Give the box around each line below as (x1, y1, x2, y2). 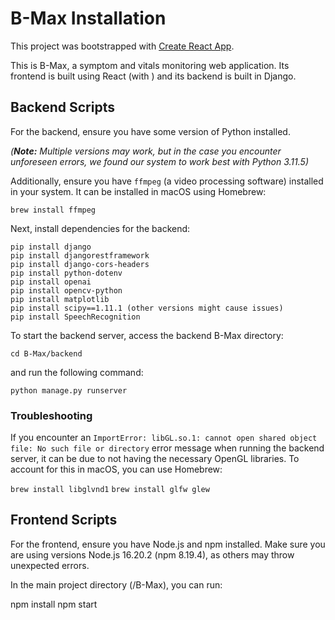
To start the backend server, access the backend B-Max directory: (10, 329, 284, 341)
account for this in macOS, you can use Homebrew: (10, 463, 223, 476)
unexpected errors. (10, 559, 90, 571)
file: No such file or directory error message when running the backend (10, 442, 325, 454)
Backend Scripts (10, 99, 115, 116)
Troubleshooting (10, 408, 93, 422)
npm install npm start (10, 598, 98, 610)
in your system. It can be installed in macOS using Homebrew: (10, 185, 267, 197)
